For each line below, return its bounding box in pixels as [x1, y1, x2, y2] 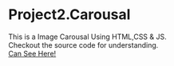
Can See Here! [8, 49, 57, 58]
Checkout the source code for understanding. [8, 40, 159, 49]
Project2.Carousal [8, 6, 131, 24]
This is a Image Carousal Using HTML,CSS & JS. [8, 32, 168, 41]
